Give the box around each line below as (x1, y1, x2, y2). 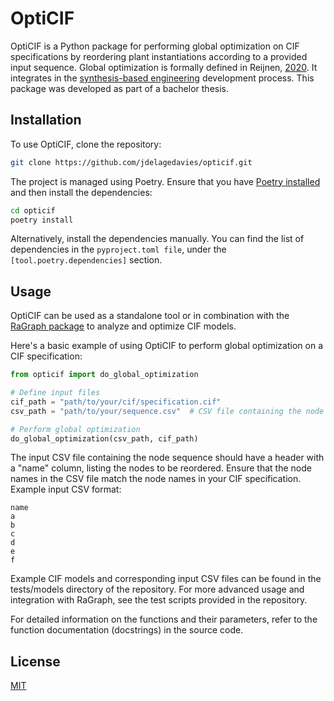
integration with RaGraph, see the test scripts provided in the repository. (10, 594, 308, 606)
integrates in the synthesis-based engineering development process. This (10, 72, 315, 84)
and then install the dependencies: (10, 186, 153, 198)
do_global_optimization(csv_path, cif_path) (10, 433, 199, 444)
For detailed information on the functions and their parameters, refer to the (10, 613, 318, 626)
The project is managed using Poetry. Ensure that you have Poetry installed (10, 175, 321, 187)
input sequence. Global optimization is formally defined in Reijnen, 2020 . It (10, 61, 318, 73)
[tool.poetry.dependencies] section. (10, 254, 163, 266)
